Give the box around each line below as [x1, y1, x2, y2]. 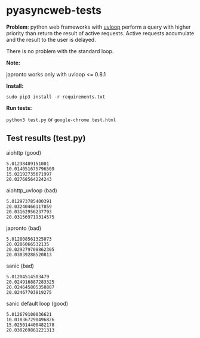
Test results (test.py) [6, 133, 86, 143]
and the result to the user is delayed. [6, 36, 97, 43]
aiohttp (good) [6, 149, 42, 156]
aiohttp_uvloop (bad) [6, 186, 58, 194]
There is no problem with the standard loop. [6, 47, 114, 54]
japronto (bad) [6, 225, 42, 232]
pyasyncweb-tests [6, 4, 101, 17]
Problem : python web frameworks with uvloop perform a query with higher [6, 23, 191, 30]
